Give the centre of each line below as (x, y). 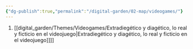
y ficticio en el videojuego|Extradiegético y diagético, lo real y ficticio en (101, 34)
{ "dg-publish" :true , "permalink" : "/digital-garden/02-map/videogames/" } (94, 11)
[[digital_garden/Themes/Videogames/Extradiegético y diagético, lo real (100, 28)
